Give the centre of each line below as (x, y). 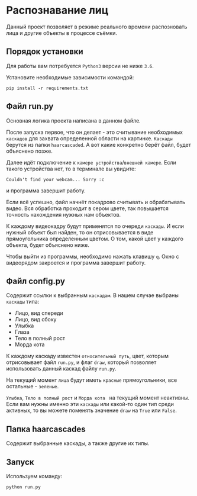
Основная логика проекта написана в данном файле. (73, 120)
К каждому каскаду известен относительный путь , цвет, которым (88, 356)
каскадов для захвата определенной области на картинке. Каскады (89, 138)
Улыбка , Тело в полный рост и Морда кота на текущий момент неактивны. (98, 398)
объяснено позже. (30, 151)
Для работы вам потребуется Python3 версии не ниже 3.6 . (80, 66)
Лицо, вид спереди (39, 313)
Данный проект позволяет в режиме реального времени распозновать (97, 27)
